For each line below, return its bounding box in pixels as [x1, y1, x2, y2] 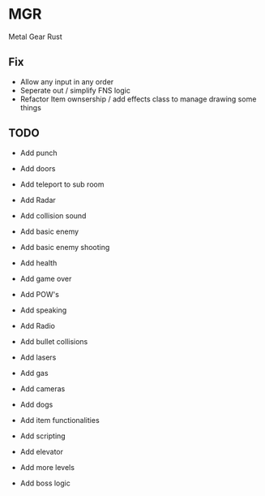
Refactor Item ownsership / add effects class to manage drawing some [19, 94, 257, 104]
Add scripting [19, 431, 66, 441]
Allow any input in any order [19, 76, 114, 86]
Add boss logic [19, 478, 71, 488]
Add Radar [19, 195, 57, 205]
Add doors [19, 163, 56, 173]
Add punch [19, 148, 58, 157]
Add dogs [19, 399, 53, 409]
